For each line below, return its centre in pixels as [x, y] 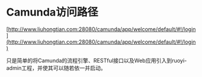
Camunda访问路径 [52, 12]
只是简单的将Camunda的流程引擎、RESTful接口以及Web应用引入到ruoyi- [96, 60]
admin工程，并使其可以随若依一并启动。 [56, 68]
